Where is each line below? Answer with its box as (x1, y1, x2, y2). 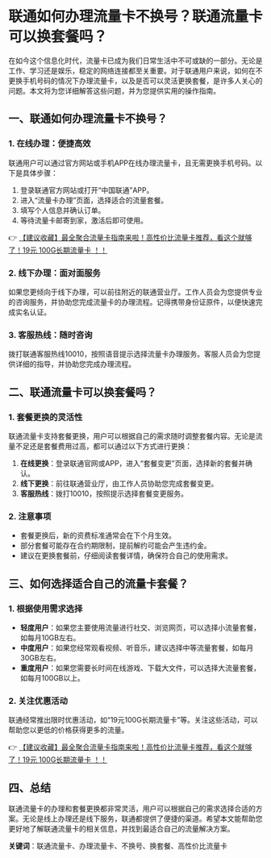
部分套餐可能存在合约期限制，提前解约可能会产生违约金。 (19, 541, 211, 551)
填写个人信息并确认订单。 (19, 205, 106, 214)
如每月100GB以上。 (19, 673, 85, 682)
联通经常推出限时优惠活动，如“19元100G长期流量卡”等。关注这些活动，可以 (8, 715, 258, 725)
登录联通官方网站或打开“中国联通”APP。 (19, 185, 154, 194)
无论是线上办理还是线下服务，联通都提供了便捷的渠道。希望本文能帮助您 (22, 814, 263, 823)
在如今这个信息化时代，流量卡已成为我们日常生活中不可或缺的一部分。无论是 (8, 56, 263, 65)
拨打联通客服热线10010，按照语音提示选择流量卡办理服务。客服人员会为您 (8, 349, 254, 359)
